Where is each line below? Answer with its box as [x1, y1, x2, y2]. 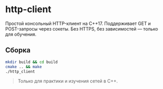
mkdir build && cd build [5, 60, 58, 65]
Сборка [5, 46, 30, 54]
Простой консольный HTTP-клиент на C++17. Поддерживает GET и [5, 20, 151, 26]
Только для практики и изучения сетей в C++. [17, 78, 118, 84]
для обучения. [5, 31, 37, 37]
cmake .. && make [5, 64, 42, 69]
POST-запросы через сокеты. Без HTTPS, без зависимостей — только [5, 25, 158, 32]
